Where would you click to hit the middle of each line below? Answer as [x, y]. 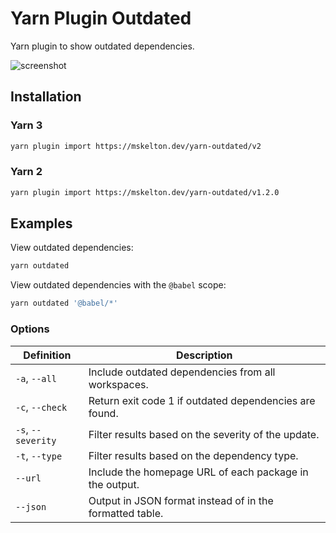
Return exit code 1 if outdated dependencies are [202, 400]
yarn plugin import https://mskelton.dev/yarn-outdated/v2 [136, 146]
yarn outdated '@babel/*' [64, 303]
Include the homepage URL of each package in [198, 472]
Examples [41, 223]
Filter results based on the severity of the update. [204, 434]
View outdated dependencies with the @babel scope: [118, 285]
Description [204, 355]
